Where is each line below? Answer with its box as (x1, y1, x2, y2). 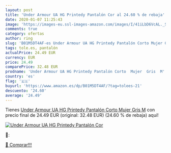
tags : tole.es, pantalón (5, 45, 58, 50)
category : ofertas (5, 31, 44, 36)
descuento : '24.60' (5, 88, 47, 93)
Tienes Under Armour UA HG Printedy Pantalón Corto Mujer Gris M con (5, 107, 155, 113)
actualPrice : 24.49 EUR (5, 50, 56, 55)
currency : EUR (5, 55, 36, 60)
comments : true (5, 27, 38, 32)
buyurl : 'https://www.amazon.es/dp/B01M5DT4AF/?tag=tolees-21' (5, 83, 142, 88)
